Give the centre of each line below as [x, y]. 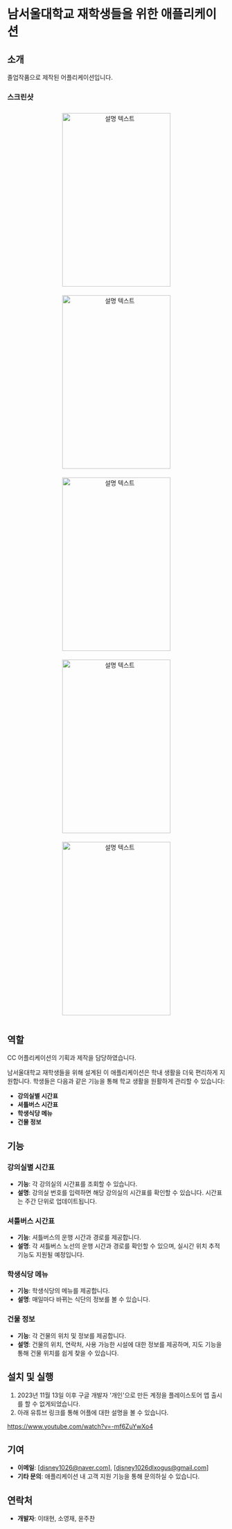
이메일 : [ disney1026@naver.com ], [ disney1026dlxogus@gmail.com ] [113, 1468]
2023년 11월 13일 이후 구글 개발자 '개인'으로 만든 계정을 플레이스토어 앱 [113, 1395]
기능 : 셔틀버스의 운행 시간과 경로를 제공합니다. [79, 1237]
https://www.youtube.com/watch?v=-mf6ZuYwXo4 [80, 1426]
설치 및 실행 [30, 1377]
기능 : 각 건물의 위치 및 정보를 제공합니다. [72, 1335]
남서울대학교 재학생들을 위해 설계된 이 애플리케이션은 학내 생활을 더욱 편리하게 [113, 1072]
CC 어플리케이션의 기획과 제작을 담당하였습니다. [72, 1058]
